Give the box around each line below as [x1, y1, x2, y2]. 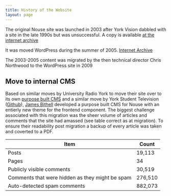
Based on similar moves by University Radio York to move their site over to [5, 90, 162, 97]
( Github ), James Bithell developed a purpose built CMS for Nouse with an [5, 102, 160, 108]
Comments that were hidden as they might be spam [8, 174, 132, 181]
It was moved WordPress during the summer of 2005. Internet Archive [5, 47, 153, 53]
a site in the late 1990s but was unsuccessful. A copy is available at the [5, 32, 155, 38]
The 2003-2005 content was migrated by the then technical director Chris [5, 57, 161, 63]
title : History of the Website [5, 7, 72, 13]
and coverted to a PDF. [5, 129, 54, 135]
